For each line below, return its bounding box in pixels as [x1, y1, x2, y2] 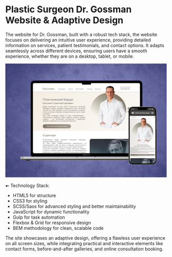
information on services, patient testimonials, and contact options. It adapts [5, 42, 165, 48]
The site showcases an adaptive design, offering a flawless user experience [5, 235, 165, 241]
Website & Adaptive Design [5, 14, 124, 26]
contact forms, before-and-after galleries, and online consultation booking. [5, 246, 164, 252]
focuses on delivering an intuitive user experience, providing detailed [5, 37, 151, 43]
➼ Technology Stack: [5, 183, 50, 189]
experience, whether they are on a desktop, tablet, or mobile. [5, 53, 134, 59]
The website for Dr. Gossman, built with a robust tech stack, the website [5, 31, 158, 37]
